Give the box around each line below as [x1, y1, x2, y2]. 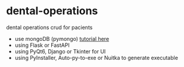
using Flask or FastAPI [14, 42, 70, 49]
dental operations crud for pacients [6, 24, 93, 31]
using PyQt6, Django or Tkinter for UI [14, 47, 106, 55]
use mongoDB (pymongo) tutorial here [14, 35, 110, 42]
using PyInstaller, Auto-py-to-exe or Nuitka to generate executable [14, 54, 179, 61]
